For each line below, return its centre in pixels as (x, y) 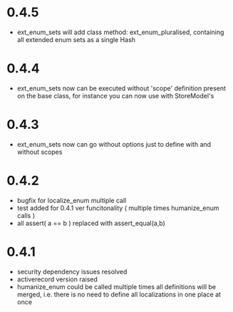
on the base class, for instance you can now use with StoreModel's (115, 95)
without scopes (40, 152)
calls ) (26, 215)
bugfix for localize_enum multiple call (72, 200)
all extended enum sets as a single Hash (76, 39)
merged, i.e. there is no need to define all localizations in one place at (119, 294)
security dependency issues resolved (72, 271)
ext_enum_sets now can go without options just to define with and (114, 144)
